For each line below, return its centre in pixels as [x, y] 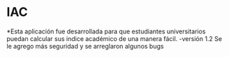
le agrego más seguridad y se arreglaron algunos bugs [85, 46]
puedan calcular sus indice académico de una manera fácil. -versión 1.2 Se [114, 38]
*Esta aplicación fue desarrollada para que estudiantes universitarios [106, 31]
